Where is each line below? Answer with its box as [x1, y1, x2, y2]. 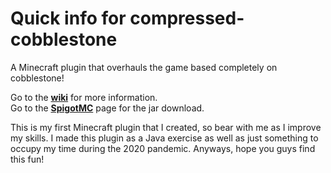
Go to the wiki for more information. [10, 91, 158, 103]
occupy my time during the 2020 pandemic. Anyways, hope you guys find [10, 142, 316, 154]
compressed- [129, 7, 245, 30]
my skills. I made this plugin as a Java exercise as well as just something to [10, 132, 319, 144]
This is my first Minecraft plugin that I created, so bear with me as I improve [10, 121, 322, 133]
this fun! [10, 153, 45, 165]
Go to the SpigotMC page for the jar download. [10, 102, 205, 114]
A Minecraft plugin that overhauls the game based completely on [10, 61, 278, 73]
